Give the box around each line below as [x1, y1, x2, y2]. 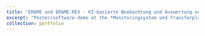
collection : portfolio [6, 20, 64, 26]
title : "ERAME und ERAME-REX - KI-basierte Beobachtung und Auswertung [6, 9, 192, 15]
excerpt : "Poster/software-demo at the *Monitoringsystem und [6, 15, 168, 21]
